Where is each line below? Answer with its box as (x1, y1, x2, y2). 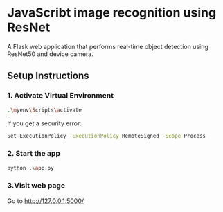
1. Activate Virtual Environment (7, 91, 114, 100)
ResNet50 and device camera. (7, 50, 93, 58)
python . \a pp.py (7, 164, 54, 171)
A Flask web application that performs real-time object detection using (7, 42, 209, 51)
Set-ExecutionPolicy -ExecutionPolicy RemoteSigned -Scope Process (7, 132, 206, 139)
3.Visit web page (7, 181, 66, 191)
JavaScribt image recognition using (7, 5, 217, 21)
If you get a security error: (7, 119, 82, 127)
